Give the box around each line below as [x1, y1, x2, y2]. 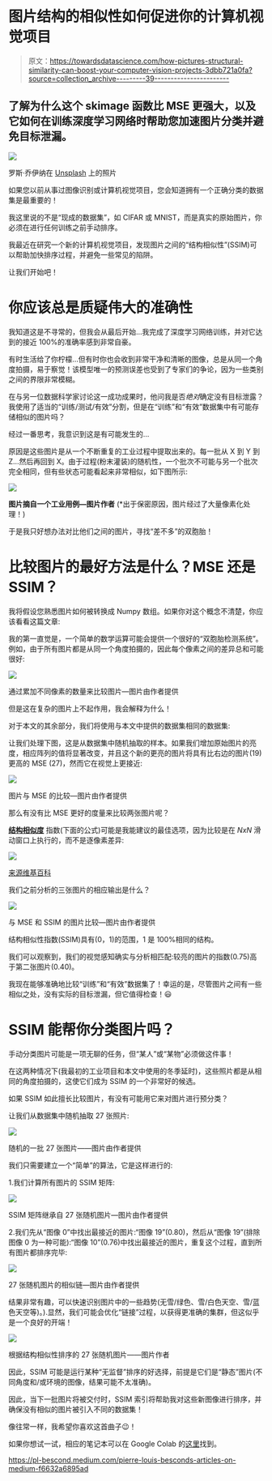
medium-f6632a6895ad [8, 1463, 89, 1473]
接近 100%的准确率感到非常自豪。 [22, 337, 136, 347]
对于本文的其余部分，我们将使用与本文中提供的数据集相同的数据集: [8, 720, 231, 730]
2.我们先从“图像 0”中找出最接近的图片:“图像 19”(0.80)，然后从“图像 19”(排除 [8, 1227, 261, 1236]
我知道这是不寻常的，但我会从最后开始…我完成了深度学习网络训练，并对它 [8, 327, 257, 336]
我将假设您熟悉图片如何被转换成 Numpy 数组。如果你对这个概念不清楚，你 [8, 606, 257, 616]
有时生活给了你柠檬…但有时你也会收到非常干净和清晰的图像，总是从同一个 [8, 354, 257, 364]
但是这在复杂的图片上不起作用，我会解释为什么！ [8, 703, 172, 713]
